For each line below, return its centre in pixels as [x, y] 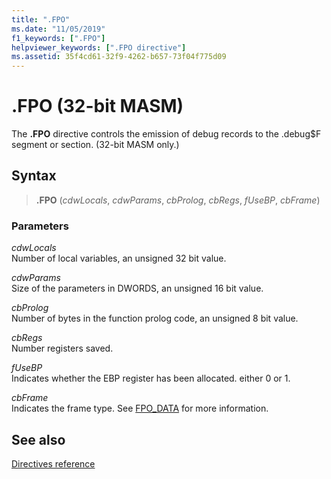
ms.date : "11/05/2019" [58, 29]
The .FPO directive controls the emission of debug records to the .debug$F [166, 134]
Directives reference [53, 463]
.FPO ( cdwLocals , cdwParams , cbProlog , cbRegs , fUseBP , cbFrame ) [178, 200]
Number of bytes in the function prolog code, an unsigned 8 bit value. [155, 318]
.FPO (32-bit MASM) [97, 106]
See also [38, 439]
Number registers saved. [62, 348]
